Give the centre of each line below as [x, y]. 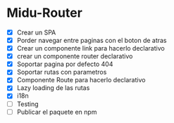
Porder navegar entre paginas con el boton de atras [92, 40]
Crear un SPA [36, 32]
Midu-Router [44, 13]
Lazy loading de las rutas [53, 88]
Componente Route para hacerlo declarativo [81, 80]
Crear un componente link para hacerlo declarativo [91, 48]
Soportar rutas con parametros [62, 72]
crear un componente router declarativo [75, 56]
